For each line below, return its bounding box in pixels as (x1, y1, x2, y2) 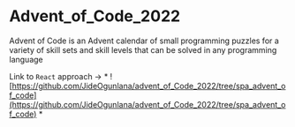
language (9, 54, 43, 64)
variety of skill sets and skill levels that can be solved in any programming (9, 44, 277, 55)
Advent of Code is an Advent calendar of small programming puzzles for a (9, 35, 280, 46)
